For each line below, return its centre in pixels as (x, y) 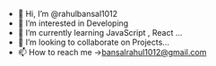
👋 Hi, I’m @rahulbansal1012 (68, 14)
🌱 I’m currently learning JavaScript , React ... (100, 33)
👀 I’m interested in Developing (73, 23)
